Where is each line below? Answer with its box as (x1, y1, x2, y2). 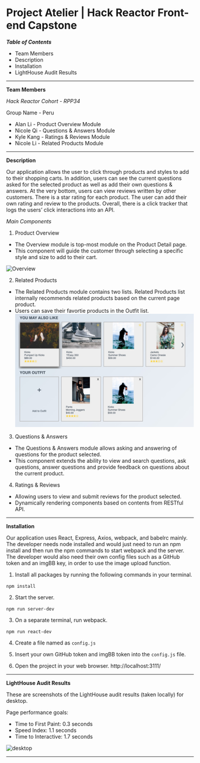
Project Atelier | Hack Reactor (6, 6, 156, 20)
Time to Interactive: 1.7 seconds (14, 733, 93, 740)
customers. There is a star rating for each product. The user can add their (6, 194, 187, 201)
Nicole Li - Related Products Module (14, 139, 104, 147)
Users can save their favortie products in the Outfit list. (14, 307, 149, 314)
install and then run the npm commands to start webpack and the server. (6, 547, 185, 554)
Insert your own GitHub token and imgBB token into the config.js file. (14, 650, 186, 658)
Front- (157, 6, 189, 20)
